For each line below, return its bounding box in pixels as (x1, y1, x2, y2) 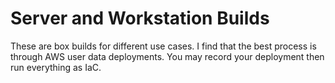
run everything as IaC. (10, 61, 102, 73)
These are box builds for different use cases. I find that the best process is (10, 40, 317, 52)
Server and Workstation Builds (10, 7, 270, 30)
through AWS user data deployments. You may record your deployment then (10, 50, 325, 62)
